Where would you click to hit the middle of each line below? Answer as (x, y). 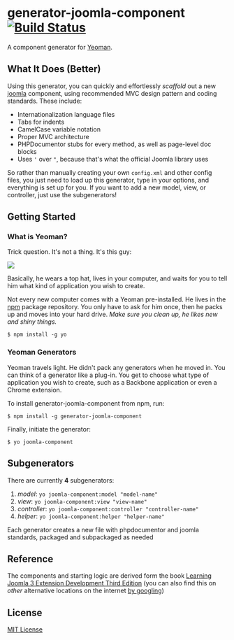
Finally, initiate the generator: (49, 429)
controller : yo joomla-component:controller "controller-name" (108, 509)
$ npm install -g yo (37, 335)
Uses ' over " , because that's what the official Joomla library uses (113, 159)
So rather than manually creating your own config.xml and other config (110, 172)
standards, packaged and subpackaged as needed (80, 537)
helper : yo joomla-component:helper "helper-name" (91, 516)
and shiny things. (32, 322)
